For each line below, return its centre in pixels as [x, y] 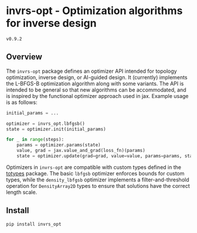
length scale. [22, 192]
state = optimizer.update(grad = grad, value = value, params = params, [99, 156]
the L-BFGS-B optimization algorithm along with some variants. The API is [95, 83]
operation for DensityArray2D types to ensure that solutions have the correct [98, 185]
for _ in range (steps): [35, 140]
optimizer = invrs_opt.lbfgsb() [45, 124]
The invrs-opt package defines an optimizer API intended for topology [91, 71]
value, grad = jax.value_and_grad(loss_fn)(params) [81, 151]
